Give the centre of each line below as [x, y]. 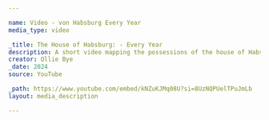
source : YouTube [35, 74]
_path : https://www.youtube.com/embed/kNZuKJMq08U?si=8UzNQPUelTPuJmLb [130, 89]
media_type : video [39, 30]
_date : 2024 [28, 67]
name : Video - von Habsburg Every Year [75, 22]
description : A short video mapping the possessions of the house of [127, 52]
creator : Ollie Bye [41, 60]
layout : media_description [53, 96]
